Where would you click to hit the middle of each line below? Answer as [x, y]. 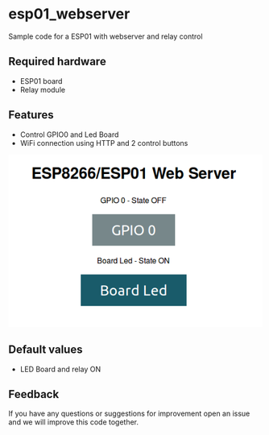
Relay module [43, 89]
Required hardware [57, 62]
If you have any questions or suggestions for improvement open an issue [129, 414]
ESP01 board [41, 81]
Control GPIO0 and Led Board [69, 135]
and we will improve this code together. [74, 422]
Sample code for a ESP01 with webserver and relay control [106, 36]
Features [31, 115]
